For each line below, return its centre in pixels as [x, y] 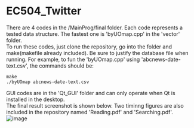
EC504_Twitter [44, 11]
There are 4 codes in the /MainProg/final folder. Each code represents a [95, 28]
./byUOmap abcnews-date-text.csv [48, 82]
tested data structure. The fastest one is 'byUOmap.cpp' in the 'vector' [93, 33]
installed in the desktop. [36, 99]
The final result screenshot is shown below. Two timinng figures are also [95, 105]
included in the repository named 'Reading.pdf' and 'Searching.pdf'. [90, 112]
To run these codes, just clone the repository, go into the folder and [89, 47]
